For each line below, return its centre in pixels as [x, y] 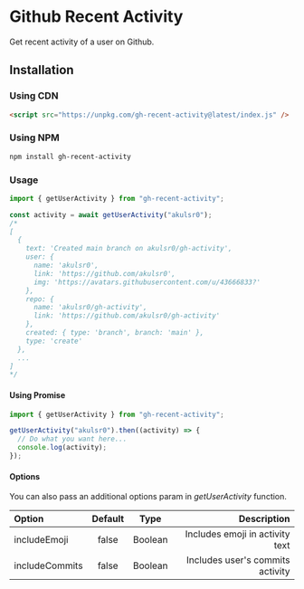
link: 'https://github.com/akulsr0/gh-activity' [127, 316]
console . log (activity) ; [62, 448]
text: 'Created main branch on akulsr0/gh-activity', [129, 249]
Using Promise [38, 394]
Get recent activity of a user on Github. [82, 42]
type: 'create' [54, 341]
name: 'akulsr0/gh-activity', [90, 308]
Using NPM [35, 138]
